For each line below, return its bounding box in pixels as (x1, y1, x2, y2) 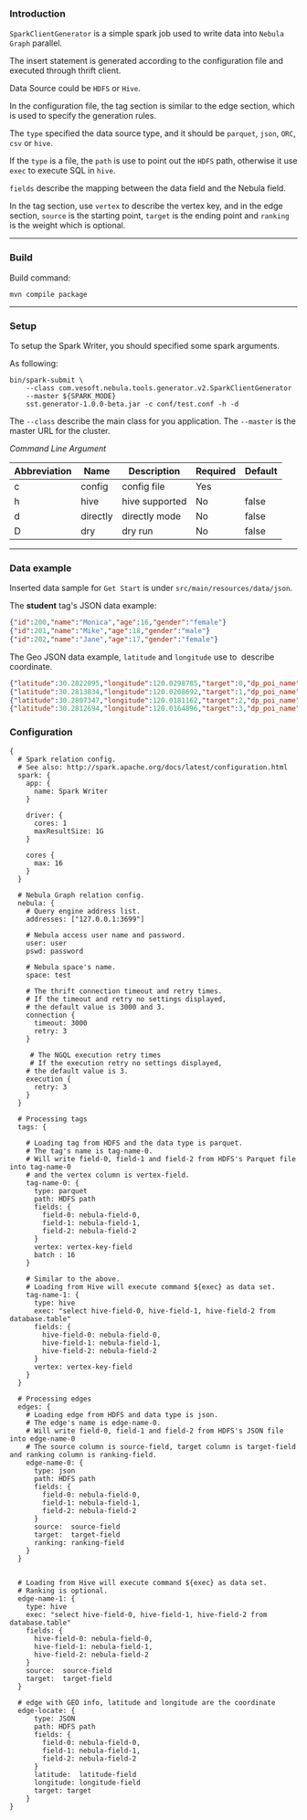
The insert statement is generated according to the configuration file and (9, 56, 283, 67)
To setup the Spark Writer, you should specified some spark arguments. (9, 340, 281, 351)
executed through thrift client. (9, 65, 122, 76)
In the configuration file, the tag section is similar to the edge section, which (9, 101, 295, 111)
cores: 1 (33, 819, 68, 828)
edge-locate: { (17, 1706, 76, 1715)
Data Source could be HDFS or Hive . (9, 83, 142, 94)
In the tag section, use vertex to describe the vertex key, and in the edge (9, 200, 283, 212)
